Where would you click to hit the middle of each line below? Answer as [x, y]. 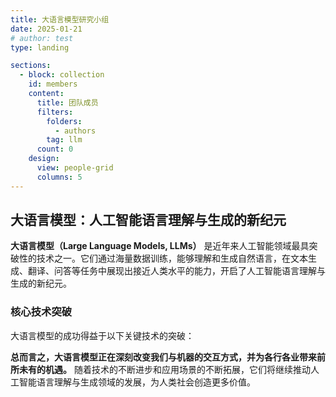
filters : [55, 112]
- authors [75, 131]
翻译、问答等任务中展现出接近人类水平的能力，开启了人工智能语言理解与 [176, 271]
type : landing [40, 47]
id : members [53, 84]
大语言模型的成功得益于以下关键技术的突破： [102, 335]
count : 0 [55, 149]
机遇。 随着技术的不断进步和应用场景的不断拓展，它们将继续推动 [177, 369]
